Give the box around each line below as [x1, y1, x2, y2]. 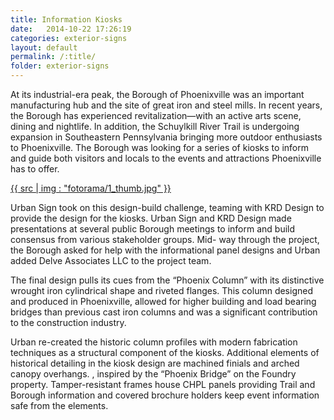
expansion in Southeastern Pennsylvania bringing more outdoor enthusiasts [10, 131, 323, 143]
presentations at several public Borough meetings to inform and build [10, 223, 296, 235]
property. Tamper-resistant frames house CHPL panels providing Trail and [10, 379, 316, 390]
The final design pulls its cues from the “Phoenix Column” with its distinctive [10, 274, 325, 286]
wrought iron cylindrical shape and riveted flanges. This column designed [10, 285, 313, 296]
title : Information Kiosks [10, 14, 123, 25]
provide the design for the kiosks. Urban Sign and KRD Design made [10, 212, 292, 224]
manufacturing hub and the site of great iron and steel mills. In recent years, [10, 99, 323, 111]
